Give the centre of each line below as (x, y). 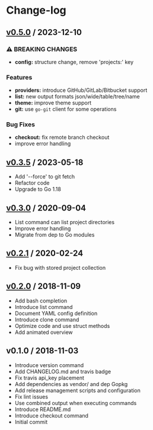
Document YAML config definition (56, 313)
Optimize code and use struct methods (62, 326)
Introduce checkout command (52, 415)
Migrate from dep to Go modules (55, 235)
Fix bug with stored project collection (60, 267)
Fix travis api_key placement (50, 378)
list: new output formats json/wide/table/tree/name (77, 97)
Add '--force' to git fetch (45, 177)
